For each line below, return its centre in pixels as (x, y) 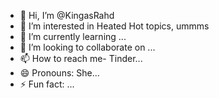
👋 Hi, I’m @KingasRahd (67, 15)
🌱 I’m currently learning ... (73, 36)
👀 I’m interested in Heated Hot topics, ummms (114, 26)
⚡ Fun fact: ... (47, 84)
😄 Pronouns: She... (59, 73)
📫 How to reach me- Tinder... (81, 58)
